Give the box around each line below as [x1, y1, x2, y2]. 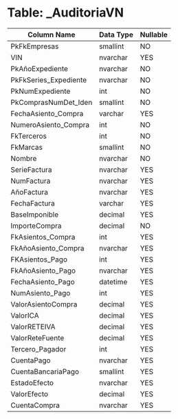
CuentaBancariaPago [10, 367, 80, 376]
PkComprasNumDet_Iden [10, 97, 93, 107]
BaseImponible [10, 209, 59, 219]
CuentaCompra [10, 400, 60, 410]
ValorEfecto [10, 389, 49, 398]
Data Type [98, 30, 134, 39]
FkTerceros [10, 131, 47, 141]
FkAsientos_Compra [10, 232, 76, 242]
